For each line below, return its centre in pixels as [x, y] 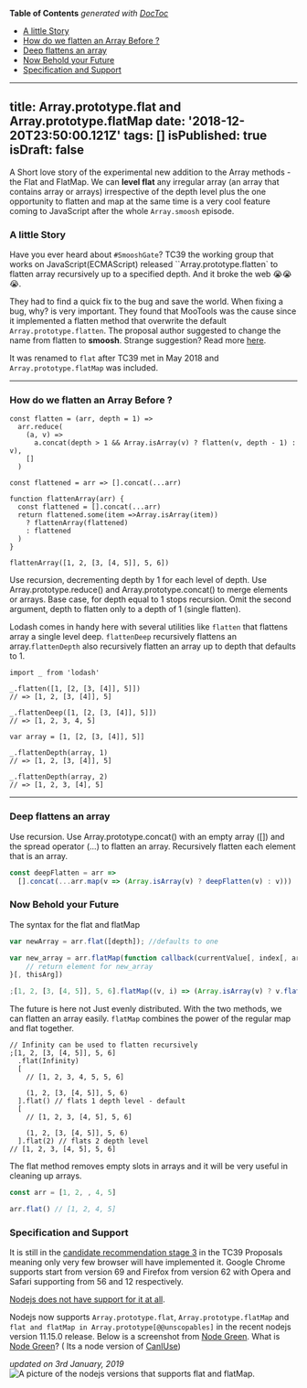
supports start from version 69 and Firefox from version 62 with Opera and [150, 1272]
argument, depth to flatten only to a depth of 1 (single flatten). [125, 609]
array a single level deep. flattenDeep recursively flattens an [123, 637]
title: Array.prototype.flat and [95, 108]
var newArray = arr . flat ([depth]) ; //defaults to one [114, 941]
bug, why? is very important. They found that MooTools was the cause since [153, 311]
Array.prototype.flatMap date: [97, 121]
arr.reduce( [41, 427]
